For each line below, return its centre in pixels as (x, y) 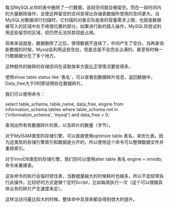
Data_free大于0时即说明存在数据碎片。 (45, 83)
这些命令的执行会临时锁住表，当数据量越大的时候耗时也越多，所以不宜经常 (82, 176)
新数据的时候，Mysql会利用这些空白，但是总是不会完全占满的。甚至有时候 (82, 49)
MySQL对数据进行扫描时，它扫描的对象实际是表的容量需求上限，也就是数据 (83, 20)
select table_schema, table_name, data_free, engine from (65, 104)
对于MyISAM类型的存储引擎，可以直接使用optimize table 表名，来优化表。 (82, 136)
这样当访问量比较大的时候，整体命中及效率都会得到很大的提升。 (71, 199)
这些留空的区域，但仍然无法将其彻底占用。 (54, 32)
